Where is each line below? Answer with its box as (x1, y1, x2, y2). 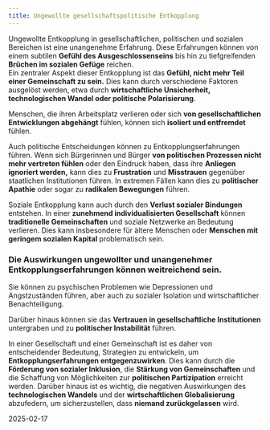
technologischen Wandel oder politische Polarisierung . (8, 93, 196, 103)
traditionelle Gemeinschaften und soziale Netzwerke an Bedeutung (8, 217, 235, 226)
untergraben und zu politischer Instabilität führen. (8, 322, 177, 333)
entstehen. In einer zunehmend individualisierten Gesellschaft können (8, 208, 246, 217)
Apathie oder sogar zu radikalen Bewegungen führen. (8, 184, 190, 193)
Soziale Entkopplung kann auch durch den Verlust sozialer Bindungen (8, 200, 243, 209)
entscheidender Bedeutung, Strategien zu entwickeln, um (8, 347, 199, 357)
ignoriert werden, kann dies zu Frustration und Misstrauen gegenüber (8, 167, 245, 176)
